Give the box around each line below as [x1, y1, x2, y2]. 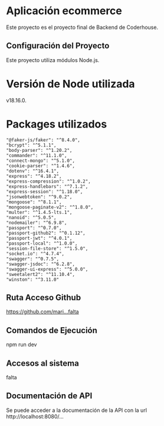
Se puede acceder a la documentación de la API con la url [6, 407, 147, 414]
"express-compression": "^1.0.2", [6, 178, 91, 184]
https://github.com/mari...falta [6, 308, 79, 316]
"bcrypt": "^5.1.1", [6, 142, 57, 148]
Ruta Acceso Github [6, 292, 81, 303]
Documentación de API [6, 391, 93, 401]
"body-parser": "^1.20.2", [6, 147, 73, 153]
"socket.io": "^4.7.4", [6, 251, 65, 256]
